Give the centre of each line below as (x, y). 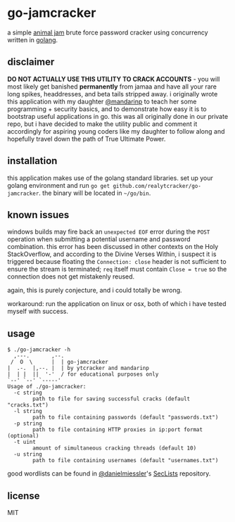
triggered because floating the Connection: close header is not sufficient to (117, 262)
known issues (38, 215)
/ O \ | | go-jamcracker (59, 362)
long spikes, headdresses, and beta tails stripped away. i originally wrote (113, 94)
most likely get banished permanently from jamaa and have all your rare (112, 87)
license (24, 496)
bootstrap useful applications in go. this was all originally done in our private (118, 116)
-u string (28, 454)
